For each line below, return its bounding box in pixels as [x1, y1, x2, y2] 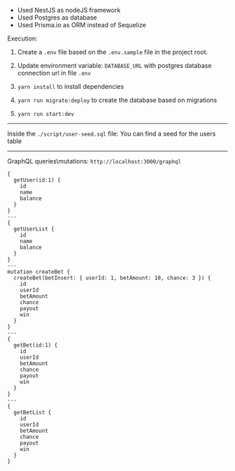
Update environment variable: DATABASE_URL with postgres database [17, 61, 212, 69]
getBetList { [13, 409, 52, 416]
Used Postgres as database [17, 13, 97, 22]
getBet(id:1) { [13, 342, 58, 349]
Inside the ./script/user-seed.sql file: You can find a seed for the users [7, 129, 216, 138]
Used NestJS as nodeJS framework [17, 6, 121, 14]
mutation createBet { [7, 268, 71, 275]
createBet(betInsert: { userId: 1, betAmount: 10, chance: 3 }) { [13, 275, 211, 282]
